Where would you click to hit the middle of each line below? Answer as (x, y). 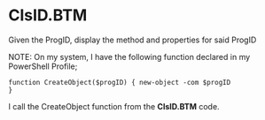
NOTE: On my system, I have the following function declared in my (129, 56)
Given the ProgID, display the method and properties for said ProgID (132, 40)
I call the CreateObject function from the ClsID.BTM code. (114, 106)
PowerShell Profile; (43, 66)
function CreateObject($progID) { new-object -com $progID (120, 82)
